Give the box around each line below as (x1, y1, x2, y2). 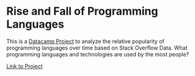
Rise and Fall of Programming (6, 4, 158, 18)
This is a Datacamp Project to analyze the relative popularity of (6, 37, 165, 45)
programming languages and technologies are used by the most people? (6, 50, 189, 58)
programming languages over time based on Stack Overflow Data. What (6, 44, 188, 51)
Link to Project (6, 63, 43, 70)
